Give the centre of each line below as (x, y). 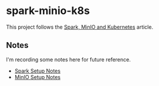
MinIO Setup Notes (37, 77)
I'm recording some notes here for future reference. (68, 59)
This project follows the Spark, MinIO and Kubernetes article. (80, 27)
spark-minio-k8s (48, 11)
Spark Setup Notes (37, 71)
